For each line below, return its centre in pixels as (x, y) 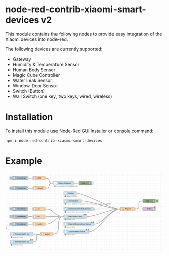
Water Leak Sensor (32, 80)
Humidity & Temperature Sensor (46, 64)
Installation (29, 117)
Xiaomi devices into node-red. (37, 39)
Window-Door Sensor (35, 86)
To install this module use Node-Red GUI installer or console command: (79, 131)
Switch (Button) (29, 91)
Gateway (22, 59)
